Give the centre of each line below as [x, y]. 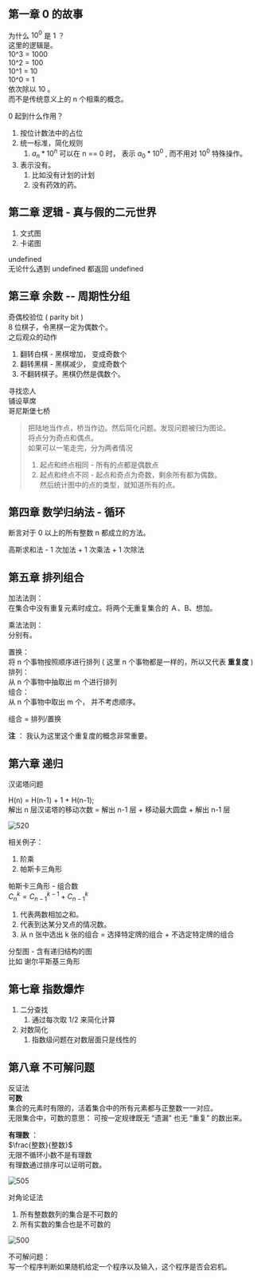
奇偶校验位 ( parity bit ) [46, 317]
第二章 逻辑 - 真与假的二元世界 [82, 213]
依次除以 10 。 [31, 89]
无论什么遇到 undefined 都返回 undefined [76, 268]
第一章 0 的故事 [46, 14]
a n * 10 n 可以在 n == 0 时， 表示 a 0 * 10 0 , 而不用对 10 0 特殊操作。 [139, 153]
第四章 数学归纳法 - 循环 [67, 512]
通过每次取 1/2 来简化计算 [73, 1020]
